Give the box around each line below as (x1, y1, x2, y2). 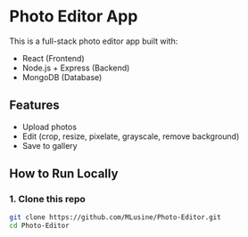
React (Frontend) (21, 53, 85, 63)
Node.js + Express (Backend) (21, 62, 130, 73)
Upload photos (21, 121, 78, 132)
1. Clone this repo (9, 193, 87, 206)
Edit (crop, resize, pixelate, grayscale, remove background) (21, 131, 240, 142)
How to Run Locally (9, 167, 119, 182)
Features (9, 98, 60, 113)
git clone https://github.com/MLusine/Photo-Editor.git (9, 213, 221, 222)
